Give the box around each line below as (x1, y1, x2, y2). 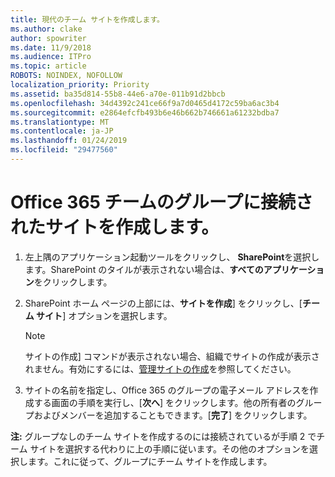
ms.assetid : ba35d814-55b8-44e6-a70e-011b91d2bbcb (10, 89, 226, 99)
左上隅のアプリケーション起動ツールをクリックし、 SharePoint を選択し (24, 251, 320, 263)
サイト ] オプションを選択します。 (36, 309, 173, 321)
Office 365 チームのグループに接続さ (10, 191, 314, 214)
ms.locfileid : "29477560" (10, 145, 118, 155)
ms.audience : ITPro (10, 52, 92, 62)
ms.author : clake (10, 24, 83, 34)
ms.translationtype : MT (10, 117, 110, 127)
